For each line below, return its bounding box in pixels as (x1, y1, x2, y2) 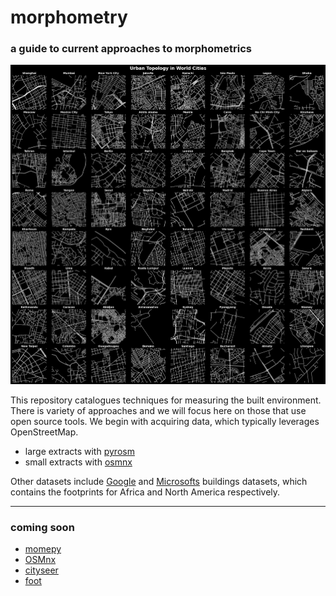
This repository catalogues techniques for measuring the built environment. (10, 394, 322, 406)
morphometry (10, 6, 128, 29)
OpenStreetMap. (10, 426, 79, 438)
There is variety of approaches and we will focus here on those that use (10, 404, 307, 416)
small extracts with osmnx (24, 456, 133, 468)
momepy (24, 543, 62, 555)
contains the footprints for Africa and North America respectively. (10, 486, 281, 498)
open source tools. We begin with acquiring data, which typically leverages (10, 415, 320, 427)
